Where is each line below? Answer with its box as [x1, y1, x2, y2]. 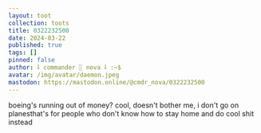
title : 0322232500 [8, 26, 69, 34]
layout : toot [8, 11, 52, 20]
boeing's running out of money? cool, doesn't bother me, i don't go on [8, 100, 239, 110]
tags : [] [8, 49, 38, 57]
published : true [8, 41, 62, 49]
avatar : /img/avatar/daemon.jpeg [8, 71, 120, 79]
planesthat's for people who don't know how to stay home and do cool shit [8, 108, 254, 118]
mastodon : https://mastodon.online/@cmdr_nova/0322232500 [8, 78, 205, 86]
